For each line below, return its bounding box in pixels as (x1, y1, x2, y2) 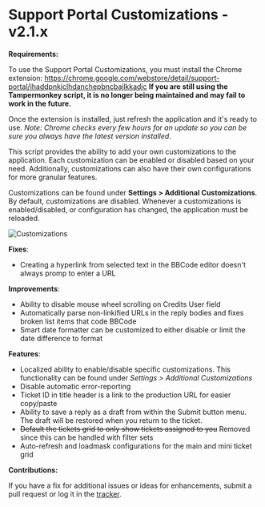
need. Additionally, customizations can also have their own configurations (8, 163, 252, 173)
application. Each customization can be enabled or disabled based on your (8, 155, 255, 165)
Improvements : (8, 284, 60, 293)
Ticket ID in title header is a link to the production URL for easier (19, 390, 231, 400)
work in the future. (8, 99, 72, 108)
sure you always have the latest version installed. (8, 131, 172, 141)
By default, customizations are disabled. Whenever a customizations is (8, 196, 242, 206)
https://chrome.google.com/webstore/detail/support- (44, 73, 220, 82)
